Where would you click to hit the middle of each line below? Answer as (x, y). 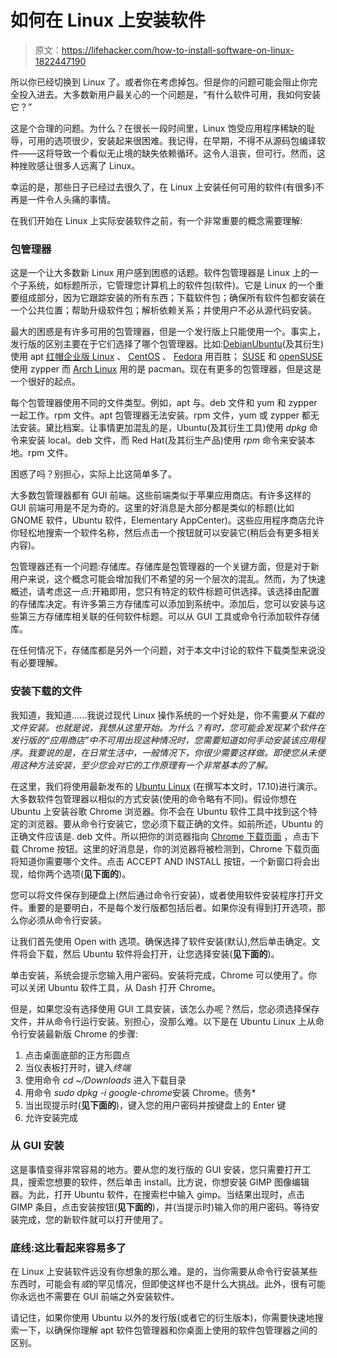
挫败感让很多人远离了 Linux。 (79, 165)
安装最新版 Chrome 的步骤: (83, 1033)
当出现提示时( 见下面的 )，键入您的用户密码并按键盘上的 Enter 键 (155, 1105)
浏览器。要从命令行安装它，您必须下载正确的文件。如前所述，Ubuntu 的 (175, 823)
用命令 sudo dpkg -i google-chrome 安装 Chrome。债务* (140, 1092)
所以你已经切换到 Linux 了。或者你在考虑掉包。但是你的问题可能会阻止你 (160, 82)
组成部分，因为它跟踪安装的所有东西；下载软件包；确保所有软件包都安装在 (172, 298)
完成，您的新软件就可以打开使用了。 (93, 1219)
